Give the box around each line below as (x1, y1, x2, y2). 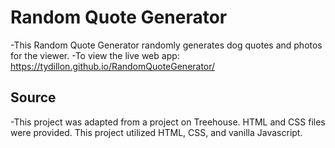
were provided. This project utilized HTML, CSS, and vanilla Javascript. (10, 126, 303, 138)
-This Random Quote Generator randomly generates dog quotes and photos (10, 39, 323, 51)
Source (10, 89, 57, 106)
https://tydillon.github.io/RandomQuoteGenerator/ (10, 60, 216, 72)
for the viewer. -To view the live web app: (10, 49, 180, 61)
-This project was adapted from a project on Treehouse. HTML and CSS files (10, 116, 326, 128)
